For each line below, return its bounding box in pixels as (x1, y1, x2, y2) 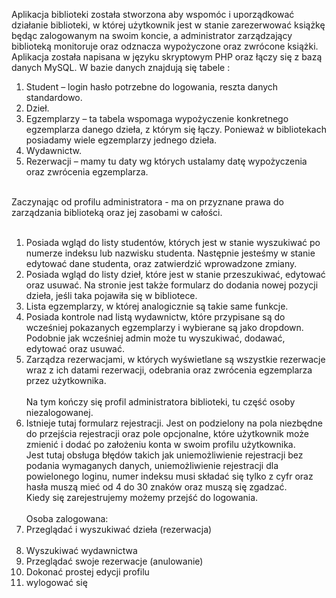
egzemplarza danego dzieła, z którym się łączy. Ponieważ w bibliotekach (25, 124, 327, 135)
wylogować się (25, 577, 88, 588)
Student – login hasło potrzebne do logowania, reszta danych (25, 81, 279, 93)
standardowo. (25, 92, 83, 103)
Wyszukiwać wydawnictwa (25, 545, 138, 556)
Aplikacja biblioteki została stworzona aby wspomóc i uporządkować (11, 9, 295, 20)
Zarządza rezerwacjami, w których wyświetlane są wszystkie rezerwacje (25, 354, 326, 365)
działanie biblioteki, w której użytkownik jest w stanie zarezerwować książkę (11, 19, 326, 31)
